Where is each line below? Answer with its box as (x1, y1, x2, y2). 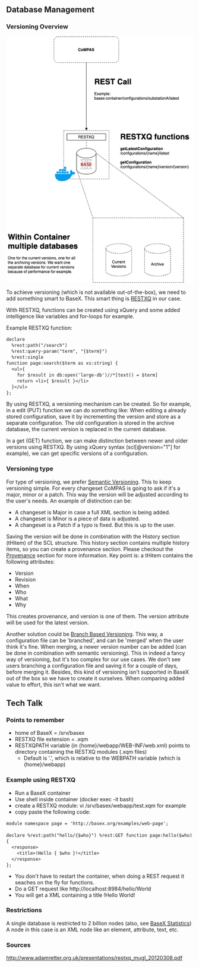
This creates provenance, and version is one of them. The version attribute (6, 612, 189, 620)
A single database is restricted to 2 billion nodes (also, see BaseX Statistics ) (6, 919, 192, 927)
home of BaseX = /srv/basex (14, 729, 85, 737)
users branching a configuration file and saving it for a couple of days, (6, 662, 178, 669)
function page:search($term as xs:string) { (6, 361, 118, 366)
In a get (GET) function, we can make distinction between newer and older (6, 437, 188, 444)
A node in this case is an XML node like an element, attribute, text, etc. (6, 926, 179, 933)
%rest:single (11, 355, 44, 361)
